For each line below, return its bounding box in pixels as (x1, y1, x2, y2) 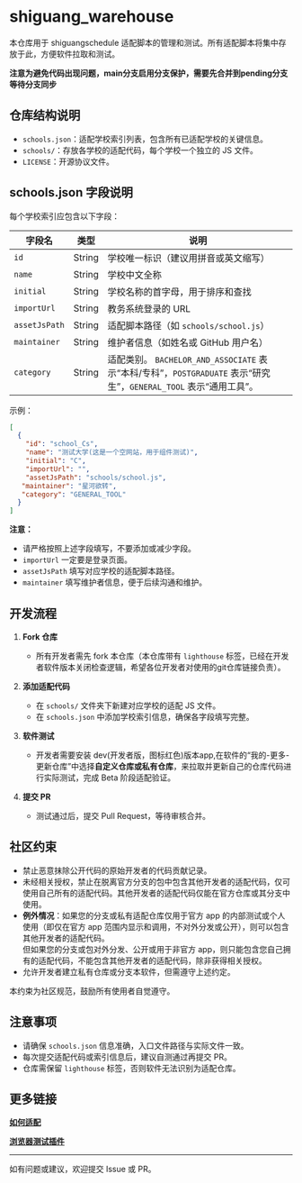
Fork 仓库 (22, 632, 58, 642)
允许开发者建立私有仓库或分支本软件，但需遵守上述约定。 (22, 966, 235, 977)
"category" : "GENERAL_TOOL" (21, 489, 127, 499)
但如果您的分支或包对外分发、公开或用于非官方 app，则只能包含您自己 (22, 943, 283, 954)
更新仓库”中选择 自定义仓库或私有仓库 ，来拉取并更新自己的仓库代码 (35, 761, 284, 771)
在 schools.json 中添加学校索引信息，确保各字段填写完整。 (35, 712, 254, 722)
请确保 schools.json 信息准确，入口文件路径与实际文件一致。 (22, 1040, 249, 1051)
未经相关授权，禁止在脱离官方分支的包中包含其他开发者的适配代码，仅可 (22, 876, 290, 887)
